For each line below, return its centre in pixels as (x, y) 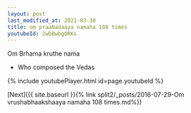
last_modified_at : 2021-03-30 (52, 20)
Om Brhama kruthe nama (44, 54)
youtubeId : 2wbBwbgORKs (42, 34)
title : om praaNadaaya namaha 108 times (68, 27)
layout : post (26, 14)
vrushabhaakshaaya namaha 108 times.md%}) (75, 102)
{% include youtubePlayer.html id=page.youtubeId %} (86, 81)
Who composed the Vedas (56, 67)
